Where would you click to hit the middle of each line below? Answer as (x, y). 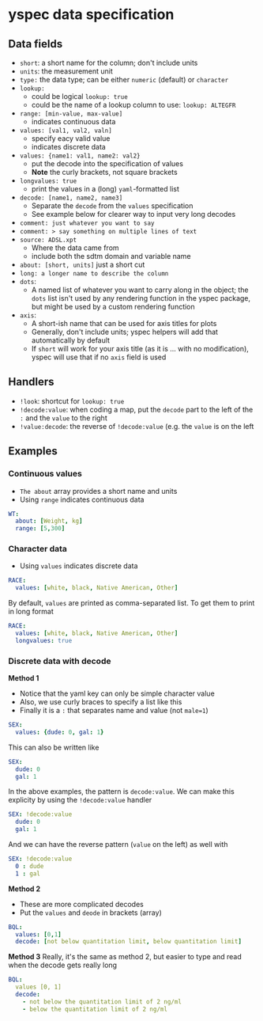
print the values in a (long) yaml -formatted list (105, 189)
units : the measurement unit (66, 71)
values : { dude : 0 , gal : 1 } (60, 732)
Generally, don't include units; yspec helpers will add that (125, 332)
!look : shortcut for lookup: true (72, 400)
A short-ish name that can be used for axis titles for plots (124, 323)
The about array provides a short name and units (98, 491)
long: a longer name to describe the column (94, 274)
